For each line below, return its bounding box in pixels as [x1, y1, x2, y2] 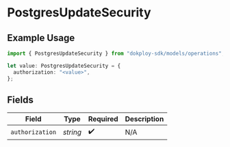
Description [125, 114, 164, 124]
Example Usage [7, 32, 75, 44]
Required [88, 114, 118, 124]
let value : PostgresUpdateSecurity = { [7, 62, 121, 69]
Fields [7, 94, 34, 105]
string [62, 127, 82, 137]
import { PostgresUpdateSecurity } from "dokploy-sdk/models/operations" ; [7, 50, 225, 57]
